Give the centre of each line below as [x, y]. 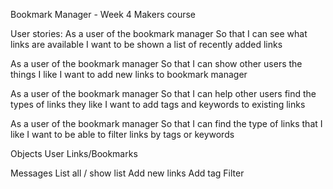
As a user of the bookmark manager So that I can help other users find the [163, 93]
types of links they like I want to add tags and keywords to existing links [158, 104]
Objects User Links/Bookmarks [74, 153]
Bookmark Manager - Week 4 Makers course [103, 14]
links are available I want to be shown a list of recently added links [146, 44]
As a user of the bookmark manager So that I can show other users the [156, 63]
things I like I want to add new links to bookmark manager [129, 74]
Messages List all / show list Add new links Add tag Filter [127, 173]
